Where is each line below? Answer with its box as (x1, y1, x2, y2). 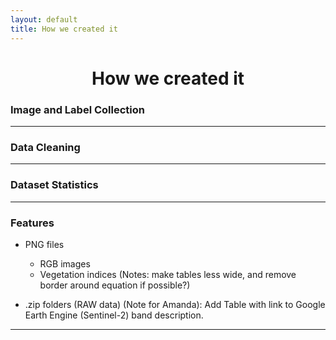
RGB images (39, 257, 91, 270)
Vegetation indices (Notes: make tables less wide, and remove (39, 268, 297, 280)
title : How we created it (10, 24, 118, 34)
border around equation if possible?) (39, 279, 191, 291)
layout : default (10, 14, 78, 25)
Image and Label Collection (10, 102, 145, 116)
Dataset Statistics (10, 178, 99, 192)
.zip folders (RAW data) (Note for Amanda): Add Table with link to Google (24, 298, 326, 310)
